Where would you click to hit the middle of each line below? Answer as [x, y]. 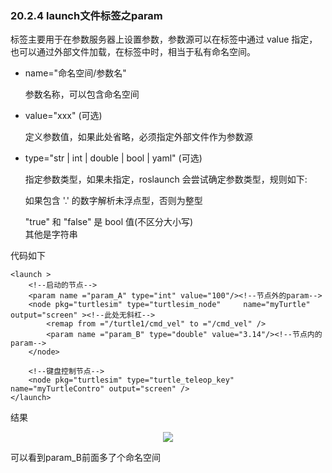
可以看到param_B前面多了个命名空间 [85, 458]
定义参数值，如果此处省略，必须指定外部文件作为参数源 [138, 137]
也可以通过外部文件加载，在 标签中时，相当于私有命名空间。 [133, 52]
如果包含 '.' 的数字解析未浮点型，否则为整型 [113, 201]
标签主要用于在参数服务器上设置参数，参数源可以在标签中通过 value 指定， [164, 39]
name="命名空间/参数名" [75, 73]
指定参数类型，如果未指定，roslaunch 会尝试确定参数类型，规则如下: [166, 179]
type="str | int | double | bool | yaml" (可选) [113, 158]
